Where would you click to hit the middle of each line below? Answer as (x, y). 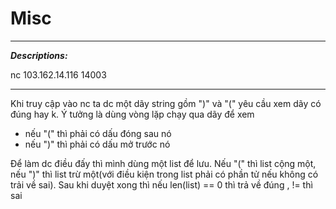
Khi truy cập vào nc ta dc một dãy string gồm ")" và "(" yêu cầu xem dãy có (166, 103)
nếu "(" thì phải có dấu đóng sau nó (98, 133)
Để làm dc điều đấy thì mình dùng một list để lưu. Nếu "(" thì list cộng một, (163, 163)
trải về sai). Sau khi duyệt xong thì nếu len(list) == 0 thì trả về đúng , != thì (161, 184)
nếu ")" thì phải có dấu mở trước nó (97, 144)
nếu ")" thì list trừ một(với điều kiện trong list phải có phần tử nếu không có (164, 174)
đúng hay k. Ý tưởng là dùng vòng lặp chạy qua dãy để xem (132, 114)
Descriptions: (39, 55)
